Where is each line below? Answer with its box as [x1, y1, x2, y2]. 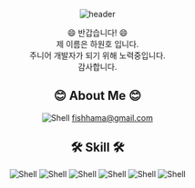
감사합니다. [77, 62, 118, 72]
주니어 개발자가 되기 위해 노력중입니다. [29, 50, 166, 61]
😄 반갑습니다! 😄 [67, 27, 128, 38]
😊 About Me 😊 [53, 88, 142, 104]
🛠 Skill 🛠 [70, 140, 125, 155]
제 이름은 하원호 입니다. [56, 39, 139, 49]
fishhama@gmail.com [71, 112, 154, 123]
